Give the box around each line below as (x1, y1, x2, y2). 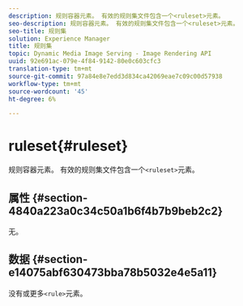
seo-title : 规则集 (8, 27, 67, 35)
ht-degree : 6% (8, 95, 57, 103)
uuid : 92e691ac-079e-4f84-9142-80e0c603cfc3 (8, 58, 161, 66)
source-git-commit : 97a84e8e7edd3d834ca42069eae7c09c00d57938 (8, 72, 223, 80)
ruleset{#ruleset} (8, 137, 128, 155)
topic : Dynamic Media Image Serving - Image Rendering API (8, 50, 212, 58)
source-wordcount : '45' (8, 87, 89, 96)
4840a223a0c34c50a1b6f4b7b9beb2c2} (8, 204, 223, 218)
